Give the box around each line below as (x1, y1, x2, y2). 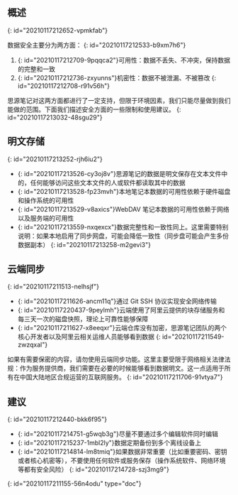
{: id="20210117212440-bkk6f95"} (7, 415, 108, 424)
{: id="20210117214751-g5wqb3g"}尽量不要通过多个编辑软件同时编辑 (17, 430, 218, 438)
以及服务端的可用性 (17, 214, 74, 222)
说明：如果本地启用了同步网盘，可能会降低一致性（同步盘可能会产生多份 (17, 232, 229, 240)
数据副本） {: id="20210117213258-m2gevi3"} (17, 240, 151, 249)
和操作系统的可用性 (17, 196, 74, 205)
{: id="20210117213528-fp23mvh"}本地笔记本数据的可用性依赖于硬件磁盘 (17, 187, 231, 195)
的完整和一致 (17, 65, 55, 73)
